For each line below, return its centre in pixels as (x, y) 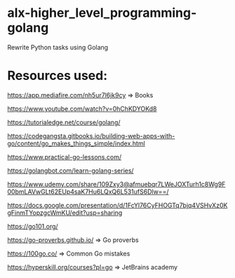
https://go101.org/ (33, 226)
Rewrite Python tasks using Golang (58, 47)
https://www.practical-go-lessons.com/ (64, 157)
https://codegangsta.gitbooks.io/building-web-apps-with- (91, 135)
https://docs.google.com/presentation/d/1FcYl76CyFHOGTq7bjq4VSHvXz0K (117, 205)
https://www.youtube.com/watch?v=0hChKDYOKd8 (82, 108)
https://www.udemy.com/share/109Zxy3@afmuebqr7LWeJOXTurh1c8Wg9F (116, 184)
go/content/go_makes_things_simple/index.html (76, 143)
